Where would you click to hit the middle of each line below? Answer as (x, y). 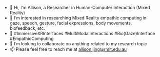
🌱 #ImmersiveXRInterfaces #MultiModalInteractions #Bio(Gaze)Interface (82, 33)
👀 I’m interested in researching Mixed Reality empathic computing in (78, 18)
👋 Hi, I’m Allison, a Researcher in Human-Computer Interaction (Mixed (80, 8)
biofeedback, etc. (27, 28)
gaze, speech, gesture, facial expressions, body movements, (71, 23)
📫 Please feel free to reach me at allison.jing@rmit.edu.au (68, 49)
